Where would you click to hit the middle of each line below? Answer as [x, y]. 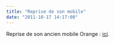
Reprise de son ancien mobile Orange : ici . [58, 34]
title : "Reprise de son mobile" [46, 11]
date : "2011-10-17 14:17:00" [42, 17]
